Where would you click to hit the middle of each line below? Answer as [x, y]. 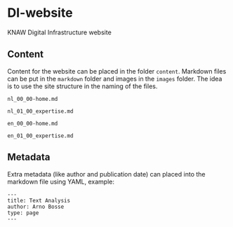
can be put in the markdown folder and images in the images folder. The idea [115, 78]
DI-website [40, 13]
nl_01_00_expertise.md [40, 111]
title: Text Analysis [39, 200]
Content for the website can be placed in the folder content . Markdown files [117, 71]
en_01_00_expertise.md [40, 136]
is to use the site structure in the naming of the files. [82, 86]
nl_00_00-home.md [33, 99]
